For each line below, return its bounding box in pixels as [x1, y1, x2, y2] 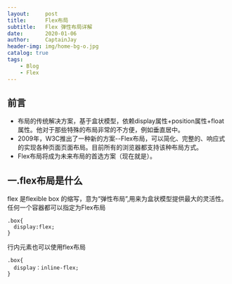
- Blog [20, 63, 39, 70]
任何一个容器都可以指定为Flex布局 [7, 203, 106, 212]
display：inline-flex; [13, 264, 79, 271]
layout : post [7, 10, 58, 18]
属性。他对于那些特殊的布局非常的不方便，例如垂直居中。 [17, 126, 184, 134]
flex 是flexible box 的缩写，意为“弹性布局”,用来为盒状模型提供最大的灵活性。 [7, 195, 228, 203]
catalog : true [7, 50, 49, 57]
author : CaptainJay [7, 37, 77, 44]
